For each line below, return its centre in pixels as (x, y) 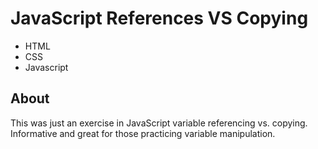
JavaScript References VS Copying (159, 18)
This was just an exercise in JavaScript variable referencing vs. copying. (159, 123)
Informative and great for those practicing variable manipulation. (143, 133)
